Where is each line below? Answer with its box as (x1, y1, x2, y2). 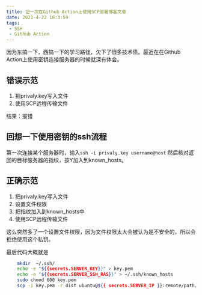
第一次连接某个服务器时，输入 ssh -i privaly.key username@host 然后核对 (6, 148, 189, 156)
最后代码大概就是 (6, 248, 49, 255)
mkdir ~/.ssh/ (17, 260, 55, 266)
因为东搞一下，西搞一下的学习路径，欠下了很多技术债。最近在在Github (6, 49, 181, 56)
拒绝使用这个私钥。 (6, 236, 54, 243)
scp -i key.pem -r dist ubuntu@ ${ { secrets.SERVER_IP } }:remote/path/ (17, 283, 198, 289)
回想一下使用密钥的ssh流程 (6, 132, 107, 142)
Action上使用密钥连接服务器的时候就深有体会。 (6, 56, 123, 63)
